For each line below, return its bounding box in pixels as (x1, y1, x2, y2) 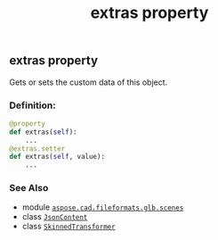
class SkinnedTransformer (21, 221, 116, 232)
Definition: (9, 99, 56, 112)
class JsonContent (21, 211, 88, 222)
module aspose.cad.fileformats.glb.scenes (21, 202, 184, 212)
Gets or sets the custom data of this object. (9, 77, 168, 87)
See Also (9, 182, 49, 194)
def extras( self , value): (9, 153, 105, 161)
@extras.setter (9, 144, 66, 153)
